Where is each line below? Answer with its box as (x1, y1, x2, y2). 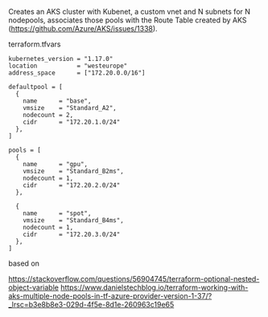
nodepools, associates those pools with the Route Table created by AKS (8, 15, 247, 25)
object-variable (8, 282, 59, 292)
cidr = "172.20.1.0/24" (23, 118, 121, 126)
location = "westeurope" (8, 62, 128, 70)
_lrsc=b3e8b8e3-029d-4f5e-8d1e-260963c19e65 (8, 300, 175, 309)
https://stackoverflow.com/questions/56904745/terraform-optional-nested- (8, 274, 260, 283)
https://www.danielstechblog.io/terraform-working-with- (60, 282, 249, 292)
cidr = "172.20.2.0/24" (23, 181, 121, 189)
